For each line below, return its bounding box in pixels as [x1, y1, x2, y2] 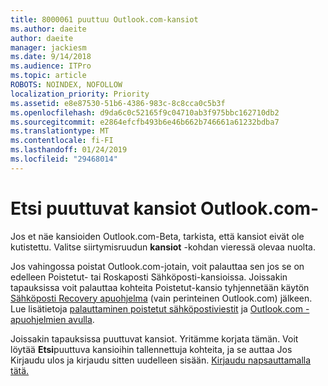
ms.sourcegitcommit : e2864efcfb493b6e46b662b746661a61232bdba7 [10, 117, 280, 127]
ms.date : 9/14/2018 [10, 52, 92, 62]
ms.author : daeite [10, 24, 87, 34]
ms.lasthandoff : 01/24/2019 [10, 145, 128, 155]
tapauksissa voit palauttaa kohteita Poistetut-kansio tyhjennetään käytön [10, 281, 310, 293]
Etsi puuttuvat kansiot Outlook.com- [10, 197, 320, 220]
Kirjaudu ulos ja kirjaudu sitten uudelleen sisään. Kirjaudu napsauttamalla [10, 354, 312, 366]
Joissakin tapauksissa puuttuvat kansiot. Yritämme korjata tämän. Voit [10, 332, 299, 345]
